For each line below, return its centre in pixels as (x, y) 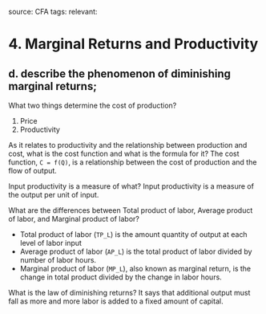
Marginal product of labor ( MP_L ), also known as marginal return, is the (135, 269)
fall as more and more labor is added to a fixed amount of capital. (116, 301)
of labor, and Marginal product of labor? (74, 219)
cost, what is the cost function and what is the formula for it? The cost (124, 153)
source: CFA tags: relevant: (53, 12)
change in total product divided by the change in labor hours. (121, 277)
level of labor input (51, 243)
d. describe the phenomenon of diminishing (119, 73)
